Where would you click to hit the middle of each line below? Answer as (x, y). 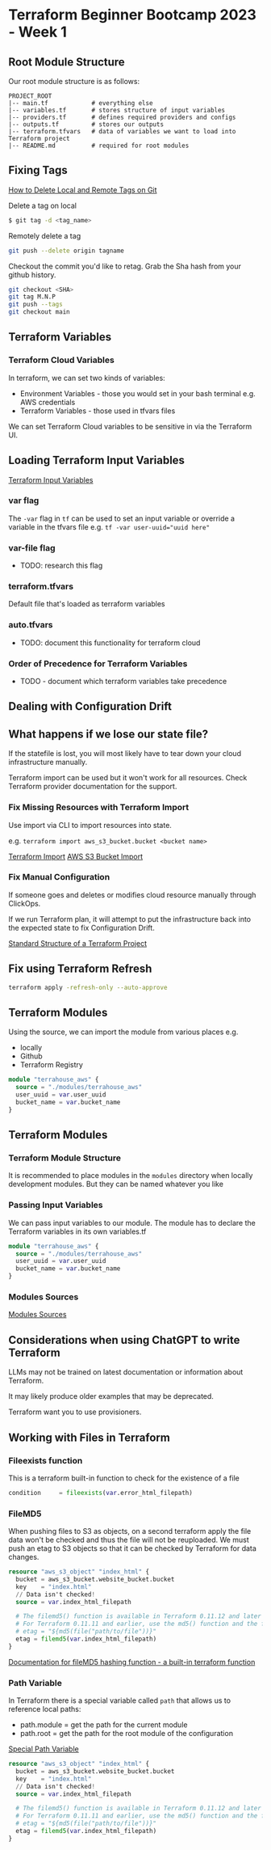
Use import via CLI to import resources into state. (90, 825)
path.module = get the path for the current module (104, 1725)
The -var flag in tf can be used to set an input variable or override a (122, 518)
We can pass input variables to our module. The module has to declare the (132, 1223)
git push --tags (35, 305)
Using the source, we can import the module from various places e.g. (123, 1032)
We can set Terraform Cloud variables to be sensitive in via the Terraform (130, 426)
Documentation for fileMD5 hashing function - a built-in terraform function (132, 1662)
